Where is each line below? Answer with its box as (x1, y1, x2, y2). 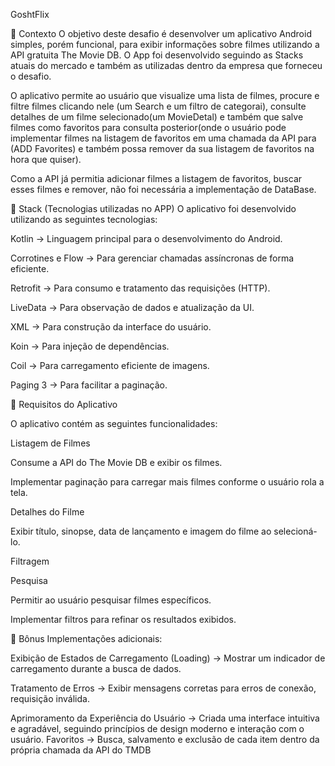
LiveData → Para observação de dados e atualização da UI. (10, 302, 255, 313)
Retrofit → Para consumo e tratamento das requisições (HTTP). (10, 282, 271, 294)
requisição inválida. (10, 693, 90, 704)
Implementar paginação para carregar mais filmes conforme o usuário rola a (10, 476, 325, 488)
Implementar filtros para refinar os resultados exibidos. (10, 614, 237, 625)
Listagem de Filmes (10, 437, 91, 449)
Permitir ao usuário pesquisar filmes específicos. (10, 594, 212, 606)
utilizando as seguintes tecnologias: (10, 214, 158, 225)
